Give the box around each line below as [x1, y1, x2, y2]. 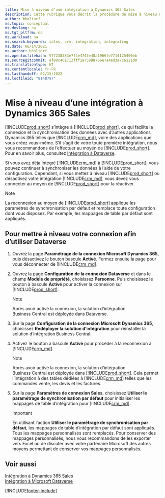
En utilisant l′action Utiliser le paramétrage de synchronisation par [12, 420, 149, 426]
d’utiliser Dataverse [5, 238, 67, 246]
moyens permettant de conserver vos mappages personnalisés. [12, 446, 142, 452]
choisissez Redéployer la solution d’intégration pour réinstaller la [12, 325, 146, 331]
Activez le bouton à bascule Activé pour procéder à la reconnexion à [12, 340, 152, 346]
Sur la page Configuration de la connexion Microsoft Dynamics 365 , [12, 320, 154, 326]
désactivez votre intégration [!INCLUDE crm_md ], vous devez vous [5, 176, 139, 181]
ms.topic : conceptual [5, 21, 50, 26]
